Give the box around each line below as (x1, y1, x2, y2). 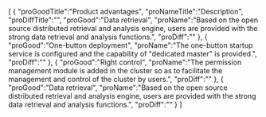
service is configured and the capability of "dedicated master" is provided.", (8, 49, 257, 58)
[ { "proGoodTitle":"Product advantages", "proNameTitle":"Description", (8, 7, 244, 16)
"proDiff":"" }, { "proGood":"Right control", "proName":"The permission (8, 57, 242, 67)
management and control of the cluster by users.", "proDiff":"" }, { (8, 75, 225, 84)
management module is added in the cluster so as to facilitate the (8, 66, 223, 75)
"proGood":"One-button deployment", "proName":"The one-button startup (8, 41, 253, 50)
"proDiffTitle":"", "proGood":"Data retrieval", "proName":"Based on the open (8, 15, 259, 25)
